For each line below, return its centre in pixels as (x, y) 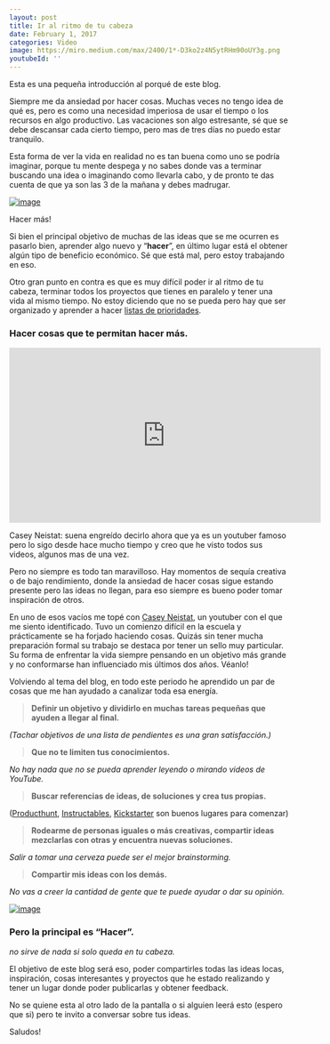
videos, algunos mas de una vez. (69, 554)
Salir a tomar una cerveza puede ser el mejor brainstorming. (120, 857)
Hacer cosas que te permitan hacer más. (99, 333)
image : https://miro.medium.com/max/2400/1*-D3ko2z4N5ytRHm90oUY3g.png (145, 51)
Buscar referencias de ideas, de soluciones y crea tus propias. (149, 796)
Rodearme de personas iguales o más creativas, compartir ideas (153, 831)
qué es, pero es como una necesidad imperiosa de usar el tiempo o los (139, 111)
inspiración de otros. (47, 600)
